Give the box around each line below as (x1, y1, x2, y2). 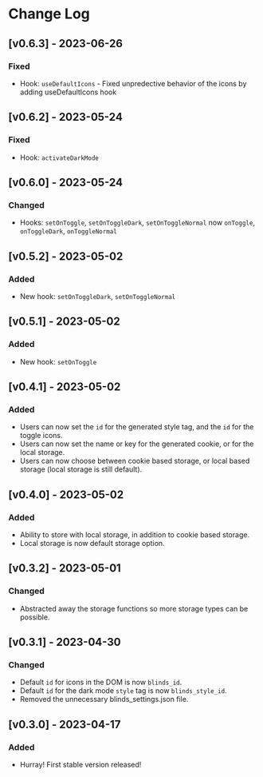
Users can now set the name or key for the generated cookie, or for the (19, 439, 254, 448)
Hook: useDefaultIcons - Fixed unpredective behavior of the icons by (19, 78, 247, 88)
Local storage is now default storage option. (19, 539, 165, 548)
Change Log (8, 5, 90, 23)
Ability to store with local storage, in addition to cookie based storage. (19, 530, 249, 540)
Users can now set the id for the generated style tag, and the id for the (19, 422, 254, 432)
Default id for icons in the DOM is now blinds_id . (19, 677, 183, 687)
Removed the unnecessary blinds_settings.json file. (19, 695, 189, 704)
